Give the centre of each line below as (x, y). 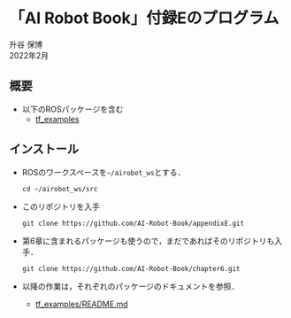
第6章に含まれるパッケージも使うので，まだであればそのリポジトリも (148, 241)
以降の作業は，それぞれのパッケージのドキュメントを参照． (130, 286)
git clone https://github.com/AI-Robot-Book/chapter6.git (131, 268)
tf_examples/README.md (81, 304)
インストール (44, 149)
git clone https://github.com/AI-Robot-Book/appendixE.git (133, 223)
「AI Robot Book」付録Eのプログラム (144, 18)
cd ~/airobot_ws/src (60, 189)
